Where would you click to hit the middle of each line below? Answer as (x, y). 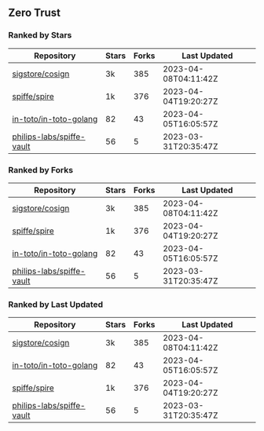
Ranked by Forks (40, 170)
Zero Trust (35, 13)
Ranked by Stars (40, 35)
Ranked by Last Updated (56, 304)
